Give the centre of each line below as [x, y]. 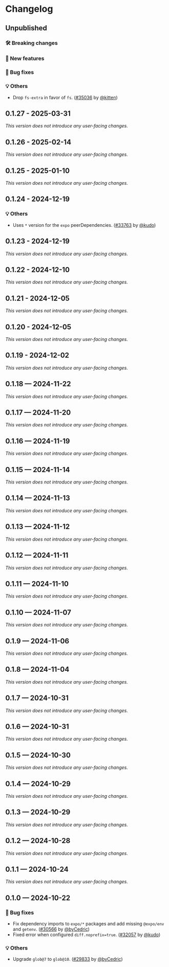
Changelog [29, 9]
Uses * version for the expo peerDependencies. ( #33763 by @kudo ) [84, 225]
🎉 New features [25, 59]
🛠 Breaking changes [31, 43]
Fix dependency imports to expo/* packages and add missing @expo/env [88, 924]
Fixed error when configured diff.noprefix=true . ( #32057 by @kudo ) [87, 935]
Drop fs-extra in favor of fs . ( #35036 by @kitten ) [65, 97]
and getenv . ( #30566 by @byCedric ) [51, 929]
